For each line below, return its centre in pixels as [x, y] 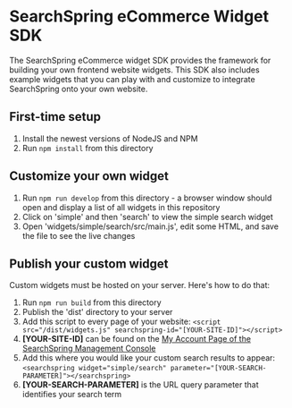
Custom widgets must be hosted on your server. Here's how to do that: [140, 285]
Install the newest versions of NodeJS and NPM [110, 138]
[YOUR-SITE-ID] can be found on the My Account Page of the [137, 339]
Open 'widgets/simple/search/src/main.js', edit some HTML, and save [150, 226]
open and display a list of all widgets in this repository [121, 207]
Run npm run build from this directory [92, 302]
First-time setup [55, 117]
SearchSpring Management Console [89, 348]
